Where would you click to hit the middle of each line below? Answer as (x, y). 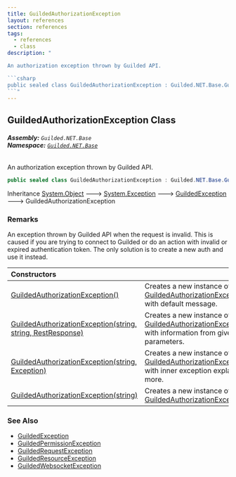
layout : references (36, 20)
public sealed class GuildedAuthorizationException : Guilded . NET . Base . (116, 180)
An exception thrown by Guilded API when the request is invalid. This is (110, 235)
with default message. (181, 304)
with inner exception (178, 371)
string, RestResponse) (47, 333)
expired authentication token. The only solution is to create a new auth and (115, 250)
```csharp (22, 78)
